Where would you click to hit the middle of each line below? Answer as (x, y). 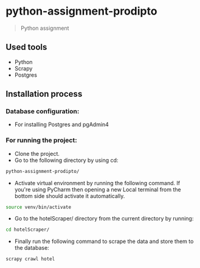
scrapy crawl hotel (30, 259)
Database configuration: (43, 111)
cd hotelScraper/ (28, 230)
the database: (32, 248)
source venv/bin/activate (38, 207)
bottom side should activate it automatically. (70, 196)
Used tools (26, 47)
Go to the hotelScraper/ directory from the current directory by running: (104, 219)
